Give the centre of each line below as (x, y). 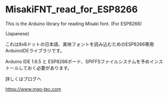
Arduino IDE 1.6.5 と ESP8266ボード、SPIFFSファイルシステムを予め (78, 61)
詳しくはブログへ (23, 79)
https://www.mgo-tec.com (33, 89)
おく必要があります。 (50, 68)
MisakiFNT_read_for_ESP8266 (72, 9)
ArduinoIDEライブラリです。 (35, 50)
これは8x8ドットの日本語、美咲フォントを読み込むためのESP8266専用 (80, 44)
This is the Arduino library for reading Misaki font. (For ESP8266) (74, 24)
